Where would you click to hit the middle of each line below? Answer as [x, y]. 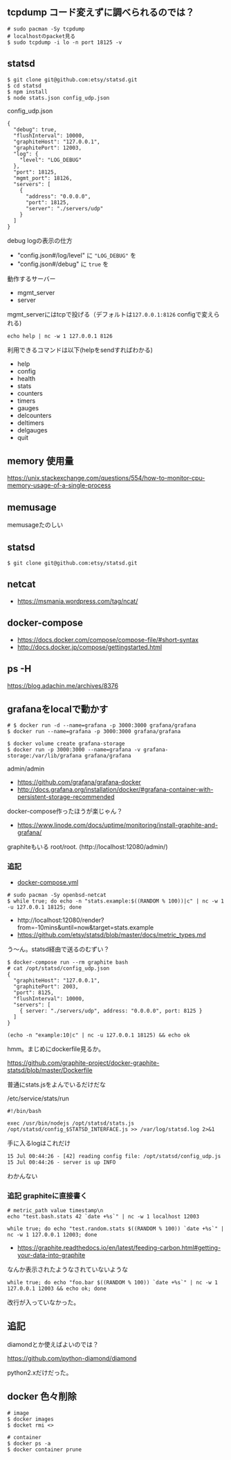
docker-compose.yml [48, 882]
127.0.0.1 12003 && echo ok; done [57, 1289]
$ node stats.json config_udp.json [58, 98]
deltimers [31, 423]
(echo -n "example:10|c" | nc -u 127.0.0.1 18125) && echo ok [99, 1035]
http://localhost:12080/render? [61, 920]
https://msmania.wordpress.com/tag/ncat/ [77, 601]
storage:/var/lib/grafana [44, 756]
